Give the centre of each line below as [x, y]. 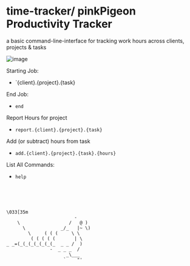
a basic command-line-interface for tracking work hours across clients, [95, 41]
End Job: [18, 94]
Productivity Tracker [59, 24]
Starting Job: [22, 70]
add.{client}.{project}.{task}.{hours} [66, 153]
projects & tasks [26, 47]
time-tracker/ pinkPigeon [71, 11]
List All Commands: [30, 164]
